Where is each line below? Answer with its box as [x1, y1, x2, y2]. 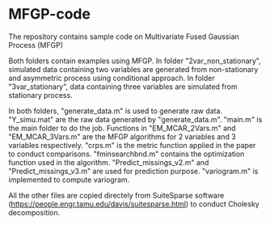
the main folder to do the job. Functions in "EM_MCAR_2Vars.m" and [8, 123, 236, 133]
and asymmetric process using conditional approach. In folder [8, 73, 216, 83]
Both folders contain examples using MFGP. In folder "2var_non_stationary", [8, 56, 261, 66]
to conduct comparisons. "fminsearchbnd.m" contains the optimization [8, 149, 245, 159]
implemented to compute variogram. [8, 175, 130, 185]
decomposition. [8, 207, 61, 217]
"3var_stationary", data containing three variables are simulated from [8, 82, 238, 91]
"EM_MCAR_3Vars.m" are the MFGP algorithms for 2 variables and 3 [8, 131, 236, 142]
